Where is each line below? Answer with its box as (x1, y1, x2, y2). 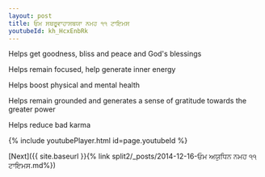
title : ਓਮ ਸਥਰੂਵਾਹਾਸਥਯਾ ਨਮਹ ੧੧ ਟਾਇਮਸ (8, 19, 130, 27)
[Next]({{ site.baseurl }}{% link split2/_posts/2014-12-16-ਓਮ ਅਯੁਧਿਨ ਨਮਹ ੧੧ (8, 151, 257, 162)
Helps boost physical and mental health (8, 80, 140, 90)
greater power (8, 104, 56, 114)
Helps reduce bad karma (8, 120, 91, 130)
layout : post (8, 11, 53, 20)
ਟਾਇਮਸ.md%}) (8, 161, 57, 171)
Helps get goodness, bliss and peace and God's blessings (8, 49, 202, 59)
